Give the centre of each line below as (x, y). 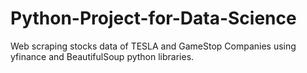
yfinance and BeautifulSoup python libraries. (102, 56)
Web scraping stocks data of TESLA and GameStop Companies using (153, 46)
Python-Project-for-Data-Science (153, 18)
